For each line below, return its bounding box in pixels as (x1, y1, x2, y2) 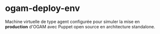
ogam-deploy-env (5, 3, 80, 14)
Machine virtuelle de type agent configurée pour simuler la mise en (5, 19, 140, 24)
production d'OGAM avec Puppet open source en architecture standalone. (5, 23, 155, 29)
